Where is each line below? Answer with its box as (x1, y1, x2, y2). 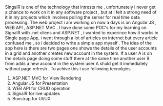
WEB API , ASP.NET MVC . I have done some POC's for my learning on (5, 25, 147, 30)
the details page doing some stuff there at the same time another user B (5, 56, 150, 61)
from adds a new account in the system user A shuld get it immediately (5, 61, 148, 66)
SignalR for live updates (12, 91, 60, 96)
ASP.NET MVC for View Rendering (12, 75, 81, 81)
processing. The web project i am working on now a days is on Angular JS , (5, 19, 157, 25)
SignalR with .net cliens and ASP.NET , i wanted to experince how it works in (5, 30, 159, 35)
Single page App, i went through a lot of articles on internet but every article (5, 35, 158, 41)
